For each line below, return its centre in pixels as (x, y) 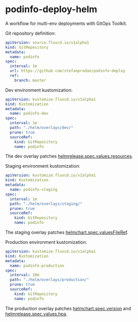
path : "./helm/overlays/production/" (50, 280)
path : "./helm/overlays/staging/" (46, 204)
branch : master (30, 80)
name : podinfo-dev (29, 114)
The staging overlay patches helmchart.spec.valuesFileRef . (67, 233)
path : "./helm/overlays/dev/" (41, 128)
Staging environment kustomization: (43, 166)
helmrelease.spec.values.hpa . (36, 314)
